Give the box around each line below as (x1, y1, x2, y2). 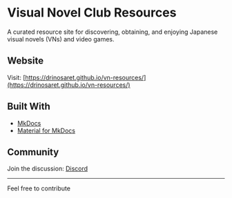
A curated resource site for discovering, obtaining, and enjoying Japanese (7, 28, 218, 36)
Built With (7, 101, 50, 112)
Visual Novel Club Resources (7, 5, 177, 21)
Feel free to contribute (7, 184, 71, 192)
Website (7, 55, 43, 67)
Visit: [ (7, 73, 26, 81)
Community (7, 146, 59, 158)
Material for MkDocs (17, 126, 76, 135)
